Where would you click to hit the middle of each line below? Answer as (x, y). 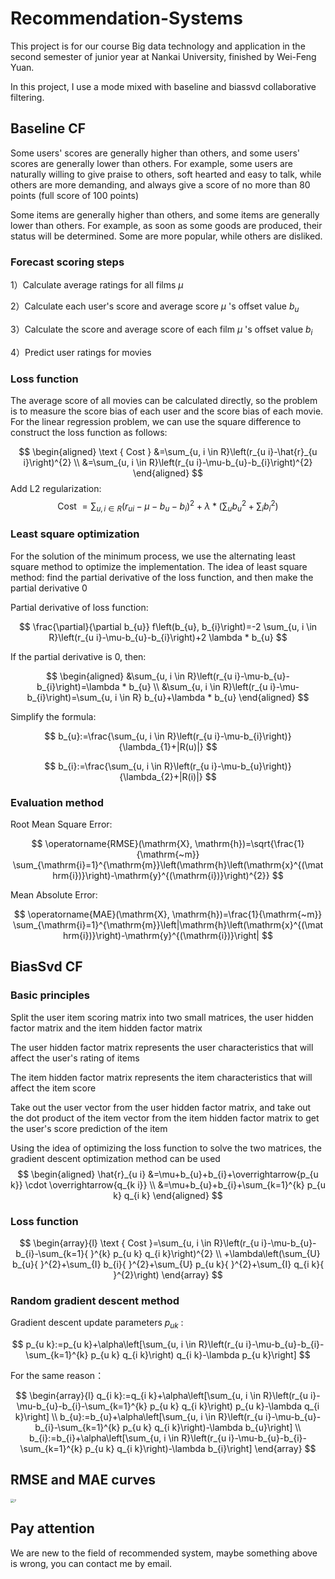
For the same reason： (57, 1376)
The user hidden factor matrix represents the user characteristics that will (162, 1047)
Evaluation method (57, 802)
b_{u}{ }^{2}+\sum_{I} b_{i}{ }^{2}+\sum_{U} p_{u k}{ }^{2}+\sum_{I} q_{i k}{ (168, 1264)
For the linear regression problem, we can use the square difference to (156, 421)
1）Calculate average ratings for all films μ (97, 285)
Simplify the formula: (53, 716)
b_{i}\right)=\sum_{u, (69, 697)
